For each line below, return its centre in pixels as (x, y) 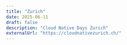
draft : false (22, 22)
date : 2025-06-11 (27, 17)
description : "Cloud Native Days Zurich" (57, 28)
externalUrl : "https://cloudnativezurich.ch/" (64, 33)
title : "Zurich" (26, 11)
